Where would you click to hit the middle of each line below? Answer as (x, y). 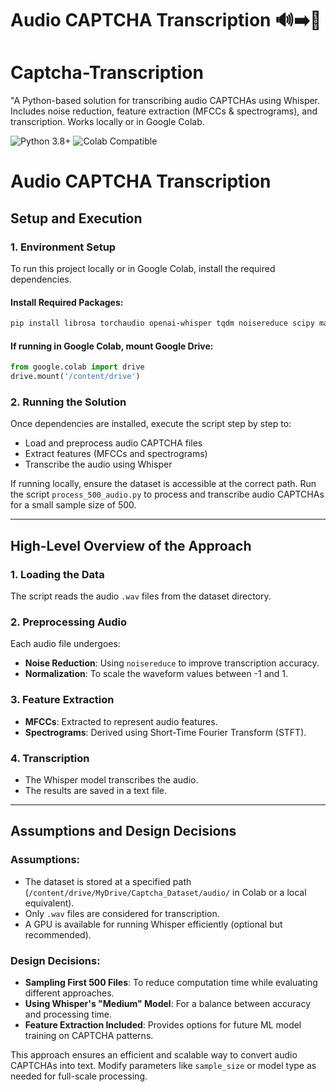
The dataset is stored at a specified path (108, 881)
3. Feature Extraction (62, 700)
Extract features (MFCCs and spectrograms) (116, 454)
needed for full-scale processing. (79, 1076)
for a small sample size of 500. (73, 505)
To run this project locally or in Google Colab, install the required (143, 268)
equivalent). (49, 903)
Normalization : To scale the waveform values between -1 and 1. (156, 674)
